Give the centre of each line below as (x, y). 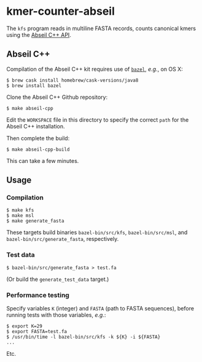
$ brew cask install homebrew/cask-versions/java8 (72, 80)
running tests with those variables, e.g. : (56, 315)
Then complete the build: (38, 138)
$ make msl (20, 216)
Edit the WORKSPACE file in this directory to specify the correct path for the (98, 120)
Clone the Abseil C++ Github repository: (57, 97)
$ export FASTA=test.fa (37, 332)
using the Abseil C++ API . (39, 34)
